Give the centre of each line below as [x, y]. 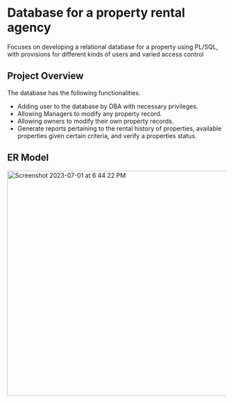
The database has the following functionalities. [74, 92]
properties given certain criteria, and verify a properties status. [107, 135]
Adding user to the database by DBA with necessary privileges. [108, 106]
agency [29, 27]
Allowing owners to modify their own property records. [95, 121]
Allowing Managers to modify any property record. [89, 113]
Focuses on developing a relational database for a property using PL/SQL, [113, 47]
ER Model [28, 158]
